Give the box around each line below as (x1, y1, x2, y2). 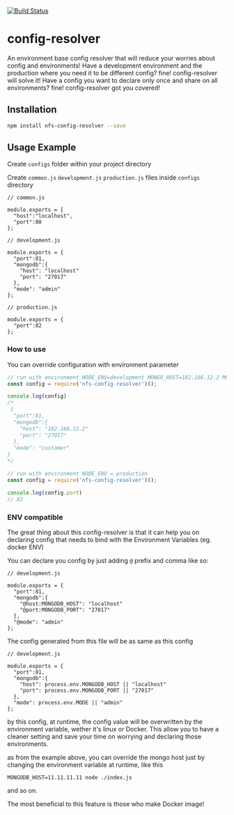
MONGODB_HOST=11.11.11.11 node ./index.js (7, 774, 132, 781)
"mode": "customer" (13, 444, 70, 452)
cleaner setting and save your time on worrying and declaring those (7, 732, 202, 740)
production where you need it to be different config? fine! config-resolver (7, 68, 218, 77)
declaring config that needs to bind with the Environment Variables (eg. (7, 535, 212, 543)
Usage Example (7, 141, 77, 153)
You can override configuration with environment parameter (7, 360, 179, 368)
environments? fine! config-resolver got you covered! (7, 84, 160, 92)
